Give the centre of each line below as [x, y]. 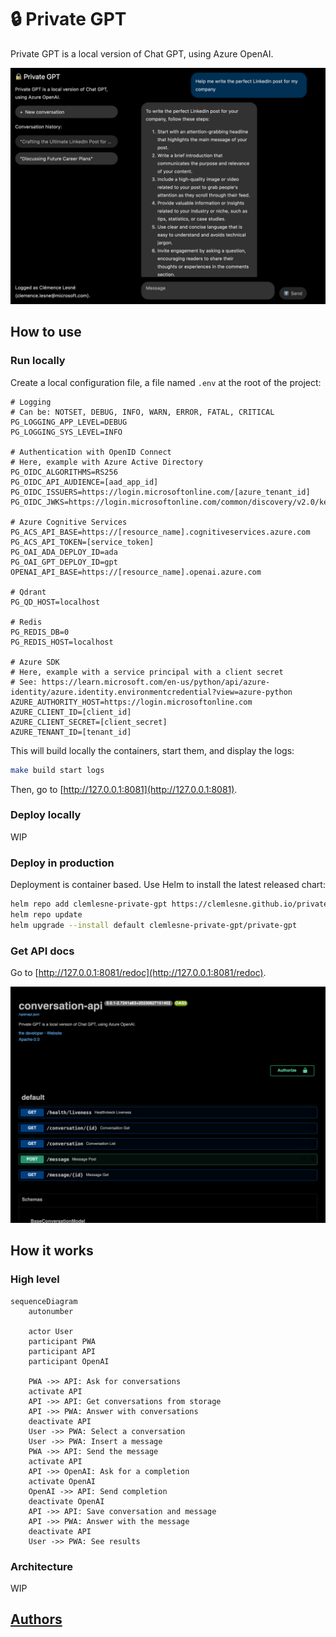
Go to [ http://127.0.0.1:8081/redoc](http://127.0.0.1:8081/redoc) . [138, 973]
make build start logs [57, 770]
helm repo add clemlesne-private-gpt [89, 904]
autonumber [51, 1311]
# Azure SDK [35, 662]
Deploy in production [62, 863]
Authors [36, 1619]
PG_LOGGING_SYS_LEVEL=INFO [66, 432]
